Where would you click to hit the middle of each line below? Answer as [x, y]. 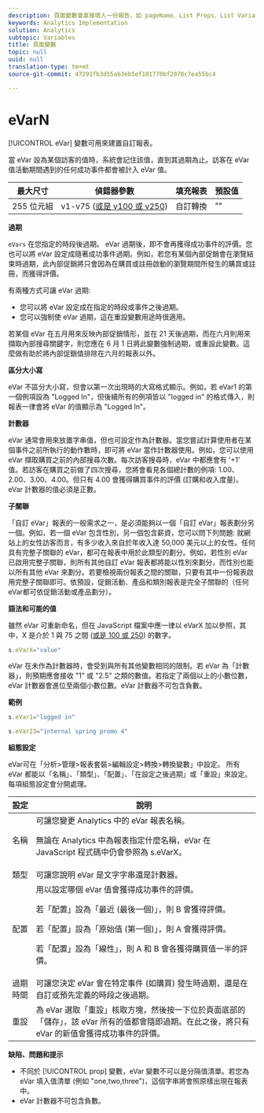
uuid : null [26, 60]
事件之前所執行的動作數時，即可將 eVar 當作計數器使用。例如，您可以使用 [134, 449]
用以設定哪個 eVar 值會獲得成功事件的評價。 [117, 890]
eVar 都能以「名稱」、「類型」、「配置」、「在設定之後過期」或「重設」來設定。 [130, 774]
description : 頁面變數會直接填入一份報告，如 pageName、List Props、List [121, 15]
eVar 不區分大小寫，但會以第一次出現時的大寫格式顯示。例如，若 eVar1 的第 [130, 386]
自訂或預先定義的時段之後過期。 [95, 996]
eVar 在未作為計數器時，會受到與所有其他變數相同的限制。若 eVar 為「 [122, 666]
